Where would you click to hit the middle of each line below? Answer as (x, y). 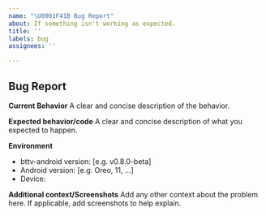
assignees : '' (32, 46)
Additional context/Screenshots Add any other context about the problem (133, 194)
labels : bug (28, 39)
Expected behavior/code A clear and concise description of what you (126, 121)
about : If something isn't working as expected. (92, 24)
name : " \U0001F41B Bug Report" (61, 16)
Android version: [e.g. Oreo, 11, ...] (77, 170)
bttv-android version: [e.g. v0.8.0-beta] (86, 161)
